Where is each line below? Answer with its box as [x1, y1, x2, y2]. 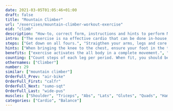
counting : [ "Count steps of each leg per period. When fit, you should [5, 55, 162, 60]
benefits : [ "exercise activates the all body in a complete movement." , [5, 50, 165, 55]
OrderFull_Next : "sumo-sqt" [5, 83, 66, 88]
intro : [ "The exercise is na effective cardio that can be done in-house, [5, 36, 169, 41]
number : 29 [5, 64, 29, 70]
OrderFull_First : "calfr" [5, 79, 61, 84]
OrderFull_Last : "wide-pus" [5, 88, 66, 94]
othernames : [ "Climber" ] [5, 60, 59, 65]
